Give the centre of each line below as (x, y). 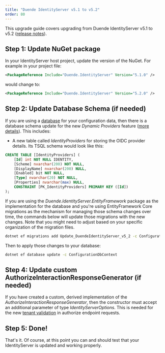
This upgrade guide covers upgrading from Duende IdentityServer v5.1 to (79, 28)
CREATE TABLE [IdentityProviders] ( (42, 155)
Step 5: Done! (26, 328)
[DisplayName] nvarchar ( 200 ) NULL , (50, 169)
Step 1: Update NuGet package (53, 49)
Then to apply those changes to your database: (53, 245)
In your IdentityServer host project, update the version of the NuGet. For (78, 61)
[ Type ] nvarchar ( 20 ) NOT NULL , (46, 178)
